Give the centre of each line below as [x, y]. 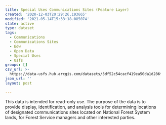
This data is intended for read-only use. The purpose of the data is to [75, 101]
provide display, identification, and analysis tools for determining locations [81, 107]
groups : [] [16, 65]
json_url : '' [19, 79]
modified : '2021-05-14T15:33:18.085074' [47, 19]
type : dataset [20, 28]
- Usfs [16, 60]
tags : [11, 33]
